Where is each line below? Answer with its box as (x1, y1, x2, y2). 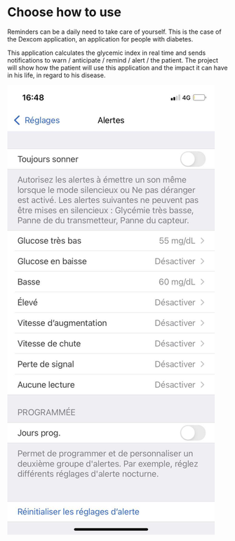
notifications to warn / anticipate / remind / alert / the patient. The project (7, 56, 219, 64)
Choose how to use (7, 4, 121, 20)
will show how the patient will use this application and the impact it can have (7, 63, 228, 72)
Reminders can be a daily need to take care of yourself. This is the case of (7, 27, 222, 36)
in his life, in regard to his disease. (7, 71, 106, 79)
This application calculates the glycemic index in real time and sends (7, 48, 206, 57)
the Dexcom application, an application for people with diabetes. (7, 34, 194, 43)
